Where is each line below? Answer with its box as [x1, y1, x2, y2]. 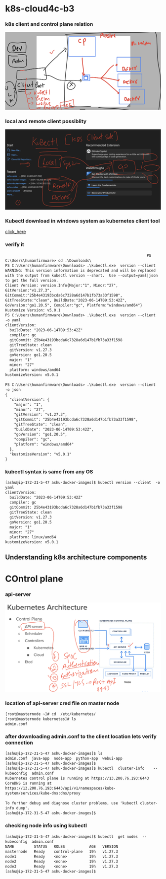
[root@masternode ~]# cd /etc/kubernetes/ [5, 712, 96, 717]
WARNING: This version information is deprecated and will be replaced [5, 268, 156, 273]
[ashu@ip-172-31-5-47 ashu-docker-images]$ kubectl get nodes [5, 834, 138, 839]
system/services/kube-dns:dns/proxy [5, 791, 81, 796]
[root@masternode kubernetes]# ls [5, 717, 77, 722]
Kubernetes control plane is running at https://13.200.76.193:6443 [5, 776, 149, 781]
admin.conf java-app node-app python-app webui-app [5, 756, 123, 761]
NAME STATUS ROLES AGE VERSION [5, 844, 119, 849]
